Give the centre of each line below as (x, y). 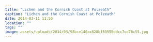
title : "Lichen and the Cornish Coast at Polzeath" (58, 9)
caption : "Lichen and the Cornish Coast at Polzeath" (61, 14)
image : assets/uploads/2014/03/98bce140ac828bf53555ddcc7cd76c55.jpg (77, 32)
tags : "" (14, 28)
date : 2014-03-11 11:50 (29, 18)
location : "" (18, 23)
